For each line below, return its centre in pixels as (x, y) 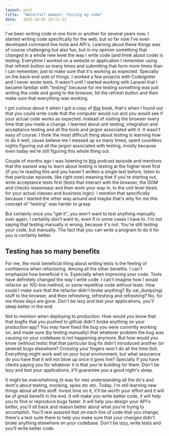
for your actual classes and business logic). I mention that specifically (78, 193)
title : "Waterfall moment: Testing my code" (54, 15)
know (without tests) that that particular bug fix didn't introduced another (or (85, 343)
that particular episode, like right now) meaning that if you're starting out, (81, 177)
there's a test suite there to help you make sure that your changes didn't (80, 418)
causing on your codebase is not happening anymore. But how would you (82, 338)
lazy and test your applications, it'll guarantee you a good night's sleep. (79, 370)
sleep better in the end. (30, 306)
